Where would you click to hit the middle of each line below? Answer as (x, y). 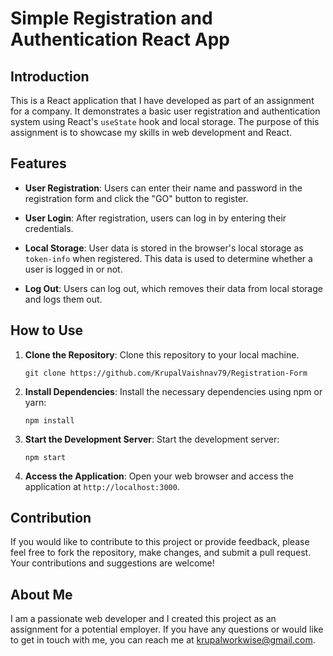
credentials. (49, 228)
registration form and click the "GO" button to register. (136, 198)
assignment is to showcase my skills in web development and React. (151, 132)
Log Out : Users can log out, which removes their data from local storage (173, 288)
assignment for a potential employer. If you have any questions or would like (167, 629)
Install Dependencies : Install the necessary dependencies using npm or (173, 391)
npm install (49, 420)
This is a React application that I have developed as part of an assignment (162, 100)
